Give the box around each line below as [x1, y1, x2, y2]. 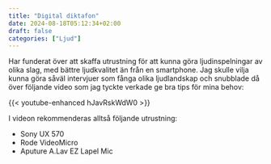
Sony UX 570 [19, 129, 65, 139]
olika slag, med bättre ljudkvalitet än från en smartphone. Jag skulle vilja [8, 65, 249, 75]
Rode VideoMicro [19, 138, 78, 148]
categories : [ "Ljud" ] [8, 34, 82, 43]
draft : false [8, 27, 53, 35]
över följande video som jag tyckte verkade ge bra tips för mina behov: [8, 82, 244, 92]
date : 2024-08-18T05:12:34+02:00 [8, 19, 121, 27]
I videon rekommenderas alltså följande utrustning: [8, 114, 178, 124]
